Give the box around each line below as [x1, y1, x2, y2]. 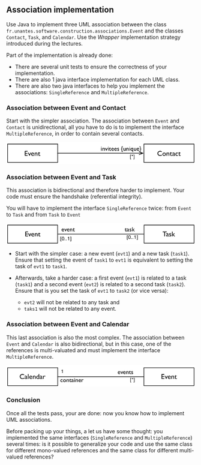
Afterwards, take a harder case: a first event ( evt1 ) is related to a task [14, 274, 187, 281]
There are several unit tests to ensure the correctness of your [14, 63, 167, 70]
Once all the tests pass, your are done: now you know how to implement [6, 409, 185, 416]
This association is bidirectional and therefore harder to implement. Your [6, 187, 185, 194]
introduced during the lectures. [6, 40, 83, 47]
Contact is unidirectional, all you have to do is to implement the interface [6, 124, 185, 131]
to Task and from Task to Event [6, 211, 81, 218]
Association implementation [6, 5, 114, 15]
